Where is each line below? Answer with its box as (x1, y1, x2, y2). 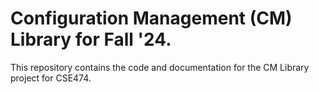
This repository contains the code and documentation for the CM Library (10, 61, 310, 73)
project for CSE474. (10, 72, 92, 84)
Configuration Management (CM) (10, 7, 293, 30)
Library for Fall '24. (10, 28, 172, 51)
